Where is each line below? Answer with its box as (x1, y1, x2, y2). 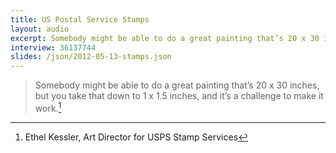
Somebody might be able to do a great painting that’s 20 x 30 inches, (34, 79, 320, 91)
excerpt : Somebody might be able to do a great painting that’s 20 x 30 (10, 33, 320, 43)
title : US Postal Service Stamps (10, 14, 150, 25)
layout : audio (10, 24, 70, 34)
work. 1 (34, 101, 62, 114)
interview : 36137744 (10, 42, 97, 53)
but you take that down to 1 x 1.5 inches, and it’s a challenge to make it (34, 90, 324, 102)
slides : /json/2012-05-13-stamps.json (10, 52, 172, 62)
